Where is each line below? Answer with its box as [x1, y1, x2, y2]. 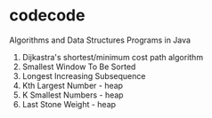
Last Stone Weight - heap [21, 98, 117, 109]
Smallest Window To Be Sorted [21, 61, 136, 72]
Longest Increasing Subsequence [21, 70, 146, 81]
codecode [9, 5, 86, 26]
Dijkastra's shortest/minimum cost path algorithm [21, 51, 203, 62]
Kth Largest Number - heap [21, 80, 123, 90]
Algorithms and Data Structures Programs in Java [9, 35, 192, 45]
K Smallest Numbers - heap [21, 90, 124, 100]
